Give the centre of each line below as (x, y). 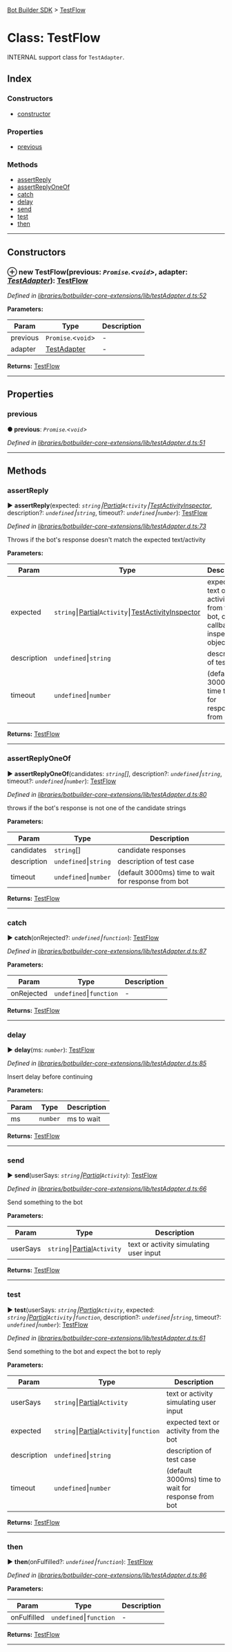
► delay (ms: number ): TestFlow (51, 1050)
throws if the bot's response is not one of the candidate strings (97, 808)
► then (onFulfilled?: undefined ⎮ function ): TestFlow (80, 1562)
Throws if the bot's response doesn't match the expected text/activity (106, 540)
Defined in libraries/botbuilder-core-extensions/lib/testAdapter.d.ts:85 (107, 1063)
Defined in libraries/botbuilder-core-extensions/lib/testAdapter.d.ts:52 (107, 295)
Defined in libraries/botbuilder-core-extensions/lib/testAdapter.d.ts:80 (107, 794)
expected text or (193, 1422)
